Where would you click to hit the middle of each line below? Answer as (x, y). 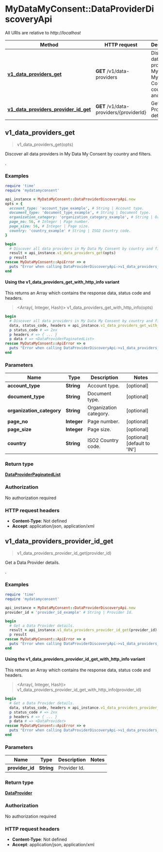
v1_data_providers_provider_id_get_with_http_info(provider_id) (79, 690)
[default (135, 443)
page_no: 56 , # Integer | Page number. (50, 222)
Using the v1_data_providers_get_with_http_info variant (62, 282)
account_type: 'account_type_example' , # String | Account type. (77, 208)
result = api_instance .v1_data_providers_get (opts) (63, 253)
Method (49, 45)
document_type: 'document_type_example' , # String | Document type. (80, 213)
